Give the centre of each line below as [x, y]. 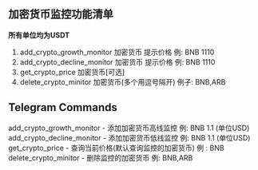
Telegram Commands [63, 107]
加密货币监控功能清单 [61, 14]
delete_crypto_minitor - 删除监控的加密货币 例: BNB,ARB [101, 157]
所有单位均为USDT [39, 35]
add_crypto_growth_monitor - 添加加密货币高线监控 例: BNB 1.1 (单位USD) [129, 128]
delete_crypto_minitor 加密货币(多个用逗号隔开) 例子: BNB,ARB [123, 81]
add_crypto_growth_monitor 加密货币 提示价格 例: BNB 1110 [117, 52]
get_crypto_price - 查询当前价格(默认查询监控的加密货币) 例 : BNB [117, 148]
